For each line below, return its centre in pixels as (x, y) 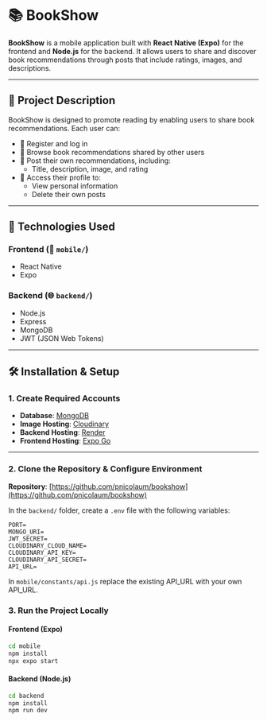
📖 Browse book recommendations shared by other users (112, 152)
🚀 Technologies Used (62, 227)
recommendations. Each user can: (64, 128)
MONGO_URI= (26, 532)
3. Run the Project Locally (58, 611)
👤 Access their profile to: (60, 177)
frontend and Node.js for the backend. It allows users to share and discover (132, 51)
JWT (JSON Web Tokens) (62, 338)
